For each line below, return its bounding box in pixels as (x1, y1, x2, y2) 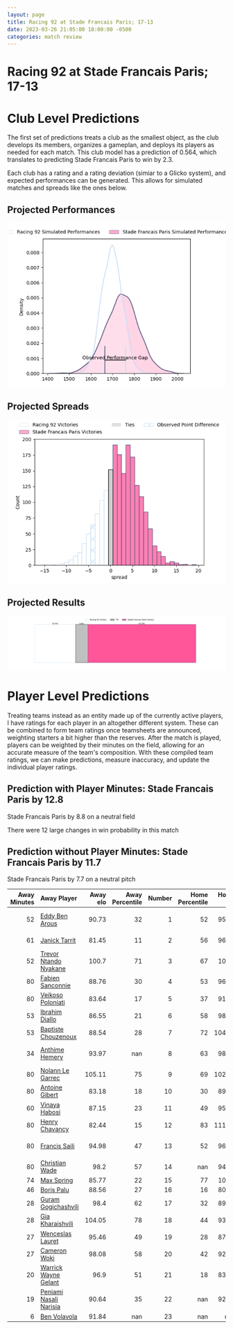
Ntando (40, 957, 62, 965)
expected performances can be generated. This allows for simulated (7, 176, 203, 185)
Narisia (40, 1303, 61, 1311)
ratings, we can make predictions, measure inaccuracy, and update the (7, 755, 210, 764)
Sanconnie (40, 981, 71, 989)
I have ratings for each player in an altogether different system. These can (7, 719, 219, 727)
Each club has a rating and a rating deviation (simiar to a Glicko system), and (7, 169, 226, 177)
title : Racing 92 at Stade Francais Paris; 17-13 (7, 18, 154, 26)
